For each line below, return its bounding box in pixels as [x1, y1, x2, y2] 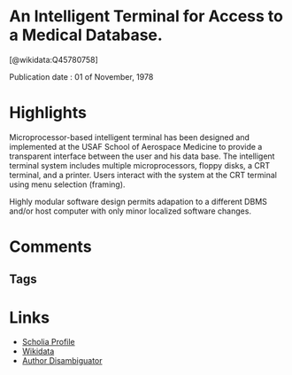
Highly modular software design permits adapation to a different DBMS [9, 196, 268, 207]
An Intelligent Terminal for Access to [9, 6, 283, 27]
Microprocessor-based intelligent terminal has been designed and [9, 131, 250, 143]
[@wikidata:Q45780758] [9, 54, 99, 65]
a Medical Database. [9, 25, 164, 45]
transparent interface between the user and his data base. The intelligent [9, 151, 275, 161]
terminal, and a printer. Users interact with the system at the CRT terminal [9, 169, 277, 180]
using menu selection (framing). [9, 179, 126, 190]
